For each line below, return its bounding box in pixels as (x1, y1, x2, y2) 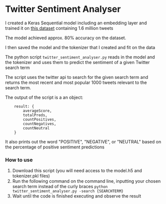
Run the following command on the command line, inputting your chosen (12, 178, 161, 184)
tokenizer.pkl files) (12, 173, 51, 179)
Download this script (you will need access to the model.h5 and (12, 168, 142, 174)
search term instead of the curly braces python (12, 184, 108, 190)
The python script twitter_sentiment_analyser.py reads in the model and (5, 54, 155, 60)
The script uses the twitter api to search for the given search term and (5, 74, 149, 80)
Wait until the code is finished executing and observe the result (12, 193, 141, 199)
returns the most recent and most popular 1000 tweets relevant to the (5, 79, 147, 85)
